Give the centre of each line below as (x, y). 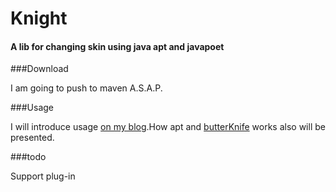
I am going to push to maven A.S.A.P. (86, 88)
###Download (39, 69)
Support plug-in (43, 176)
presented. (32, 138)
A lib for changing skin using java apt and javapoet (117, 46)
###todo (28, 157)
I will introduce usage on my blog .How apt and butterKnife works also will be (168, 127)
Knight (39, 18)
